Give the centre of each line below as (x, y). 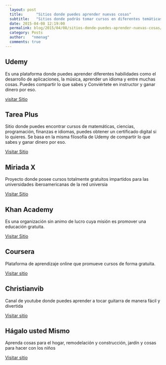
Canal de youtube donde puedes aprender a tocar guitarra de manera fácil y (83, 301)
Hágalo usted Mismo (38, 331)
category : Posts (26, 33)
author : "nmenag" (30, 38)
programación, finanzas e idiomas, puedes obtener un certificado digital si (81, 132)
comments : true (25, 42)
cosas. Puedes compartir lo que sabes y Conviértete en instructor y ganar (80, 84)
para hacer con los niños (30, 348)
